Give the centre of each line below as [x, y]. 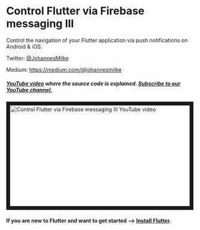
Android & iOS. [24, 47]
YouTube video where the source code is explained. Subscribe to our [93, 83]
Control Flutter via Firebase [75, 11]
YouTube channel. [29, 90]
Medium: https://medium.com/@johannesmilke [64, 69]
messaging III [40, 24]
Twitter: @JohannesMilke [37, 58]
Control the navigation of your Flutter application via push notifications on [97, 40]
